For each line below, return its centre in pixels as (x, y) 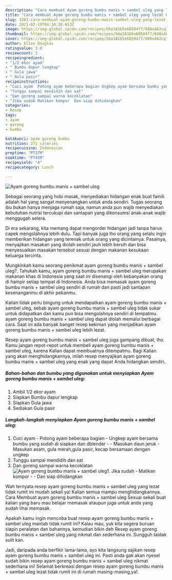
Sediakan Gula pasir (34, 408)
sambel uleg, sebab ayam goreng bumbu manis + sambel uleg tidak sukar (83, 308)
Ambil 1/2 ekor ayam (34, 392)
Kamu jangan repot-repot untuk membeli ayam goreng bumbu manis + (80, 345)
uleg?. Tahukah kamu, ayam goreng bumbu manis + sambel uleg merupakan (86, 270)
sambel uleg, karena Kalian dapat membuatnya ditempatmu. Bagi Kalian (81, 351)
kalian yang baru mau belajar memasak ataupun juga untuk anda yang (79, 502)
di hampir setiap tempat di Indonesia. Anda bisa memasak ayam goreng (81, 282)
